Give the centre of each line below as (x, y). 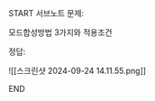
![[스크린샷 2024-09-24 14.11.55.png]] (77, 71)
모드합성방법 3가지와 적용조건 (60, 32)
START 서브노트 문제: (46, 13)
